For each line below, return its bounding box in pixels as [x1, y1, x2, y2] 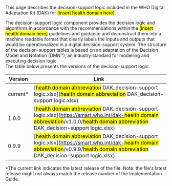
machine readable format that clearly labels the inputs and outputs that [5, 36, 155, 42]
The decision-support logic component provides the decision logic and [5, 20, 155, 26]
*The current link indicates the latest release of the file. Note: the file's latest [5, 165, 167, 171]
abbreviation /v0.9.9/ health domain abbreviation [34, 146, 149, 153]
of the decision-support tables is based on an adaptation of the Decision [5, 47, 159, 53]
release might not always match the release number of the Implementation [5, 171, 162, 176]
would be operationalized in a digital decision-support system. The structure [5, 42, 167, 48]
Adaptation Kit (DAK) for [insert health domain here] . [5, 10, 116, 16]
